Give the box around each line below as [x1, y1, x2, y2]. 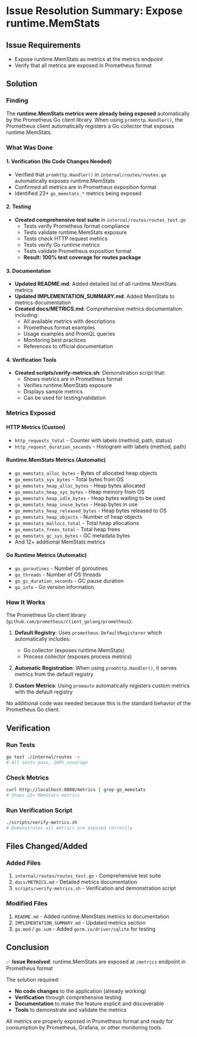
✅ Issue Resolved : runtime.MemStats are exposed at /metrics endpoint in [6, 958, 186, 965]
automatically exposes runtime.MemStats [14, 177, 115, 184]
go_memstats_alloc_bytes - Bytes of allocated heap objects [14, 469, 158, 476]
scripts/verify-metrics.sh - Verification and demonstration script [14, 885, 176, 892]
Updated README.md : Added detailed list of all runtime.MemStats [14, 281, 176, 288]
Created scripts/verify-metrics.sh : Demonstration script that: [14, 369, 166, 376]
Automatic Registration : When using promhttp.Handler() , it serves [14, 665, 177, 672]
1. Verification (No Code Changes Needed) [6, 158, 112, 165]
